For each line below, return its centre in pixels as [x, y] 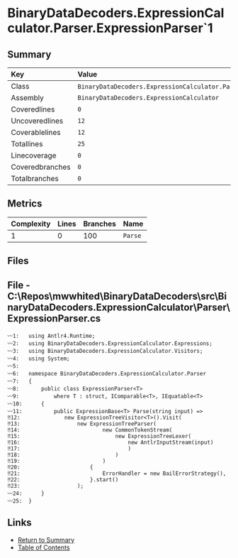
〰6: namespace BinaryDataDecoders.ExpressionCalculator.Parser [107, 374]
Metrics [25, 204]
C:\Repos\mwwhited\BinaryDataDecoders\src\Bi [117, 296]
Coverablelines [36, 132]
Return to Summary [46, 540]
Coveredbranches [41, 167]
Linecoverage [34, 155]
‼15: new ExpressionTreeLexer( [100, 437]
